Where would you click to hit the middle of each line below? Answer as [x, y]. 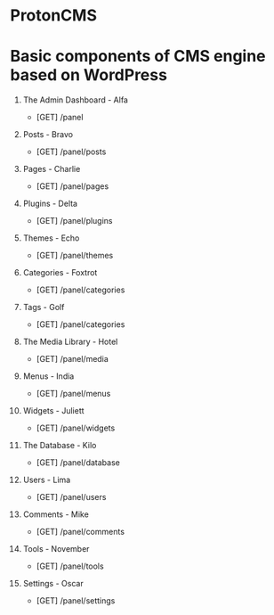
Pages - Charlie [52, 169]
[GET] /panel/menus [73, 394]
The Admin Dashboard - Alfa [75, 100]
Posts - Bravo [48, 135]
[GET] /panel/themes [75, 256]
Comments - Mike [56, 514]
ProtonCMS [53, 16]
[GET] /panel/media [73, 359]
